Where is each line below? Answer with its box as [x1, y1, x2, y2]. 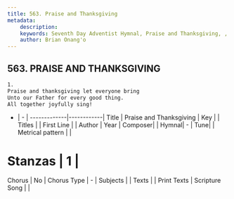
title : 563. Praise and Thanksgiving [7, 10, 118, 18]
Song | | [7, 184, 30, 192]
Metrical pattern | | [17, 128, 72, 137]
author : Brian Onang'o [20, 37, 86, 44]
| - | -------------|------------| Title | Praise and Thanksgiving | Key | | [17, 113, 220, 122]
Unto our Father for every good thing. [7, 94, 124, 101]
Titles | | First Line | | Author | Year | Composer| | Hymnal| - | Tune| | [17, 121, 215, 129]
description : [20, 23, 58, 30]
